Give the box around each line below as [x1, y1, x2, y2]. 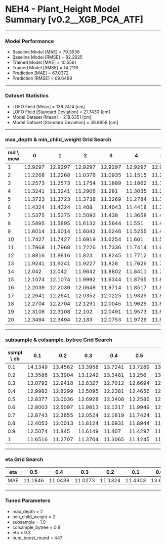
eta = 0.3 [12, 529, 31, 535]
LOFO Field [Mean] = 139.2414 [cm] [12, 103, 85, 109]
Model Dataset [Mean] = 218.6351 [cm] [12, 114, 92, 120]
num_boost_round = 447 [12, 535, 63, 541]
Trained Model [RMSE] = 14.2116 [12, 65, 78, 71]
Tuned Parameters [5, 497, 50, 504]
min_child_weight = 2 [12, 513, 55, 520]
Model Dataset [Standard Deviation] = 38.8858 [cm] [12, 119, 119, 125]
